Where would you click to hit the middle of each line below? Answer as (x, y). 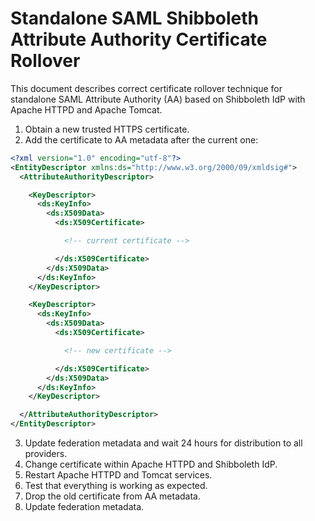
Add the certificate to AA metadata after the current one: (141, 139)
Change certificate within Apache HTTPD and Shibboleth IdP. (151, 464)
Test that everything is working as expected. (116, 486)
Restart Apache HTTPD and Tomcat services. (118, 475)
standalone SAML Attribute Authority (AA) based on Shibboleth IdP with (158, 99)
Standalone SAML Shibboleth (135, 18)
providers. (46, 454)
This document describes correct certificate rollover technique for (146, 88)
